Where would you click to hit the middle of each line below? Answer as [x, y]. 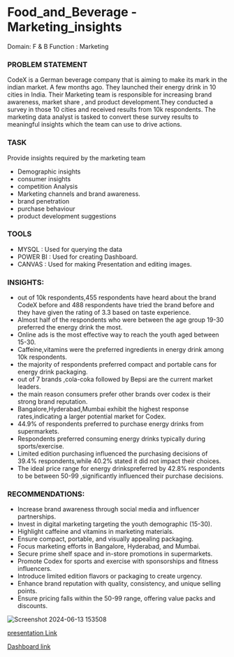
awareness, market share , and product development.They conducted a [110, 102]
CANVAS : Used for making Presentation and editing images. [104, 264]
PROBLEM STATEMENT [47, 64]
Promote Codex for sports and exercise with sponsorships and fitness [118, 561]
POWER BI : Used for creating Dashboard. [78, 257]
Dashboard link [29, 647]
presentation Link [32, 633]
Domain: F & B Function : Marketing [58, 46]
